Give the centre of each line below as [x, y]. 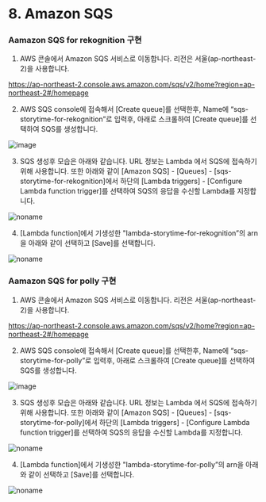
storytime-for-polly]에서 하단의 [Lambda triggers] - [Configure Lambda [135, 422]
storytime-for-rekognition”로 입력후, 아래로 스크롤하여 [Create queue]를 [134, 119]
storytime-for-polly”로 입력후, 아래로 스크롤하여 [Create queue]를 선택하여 [137, 360]
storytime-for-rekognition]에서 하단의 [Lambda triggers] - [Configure [131, 181]
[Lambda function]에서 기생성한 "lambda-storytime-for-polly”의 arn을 [132, 464]
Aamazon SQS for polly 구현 [62, 281]
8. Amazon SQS [61, 14]
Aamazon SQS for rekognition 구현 [75, 40]
